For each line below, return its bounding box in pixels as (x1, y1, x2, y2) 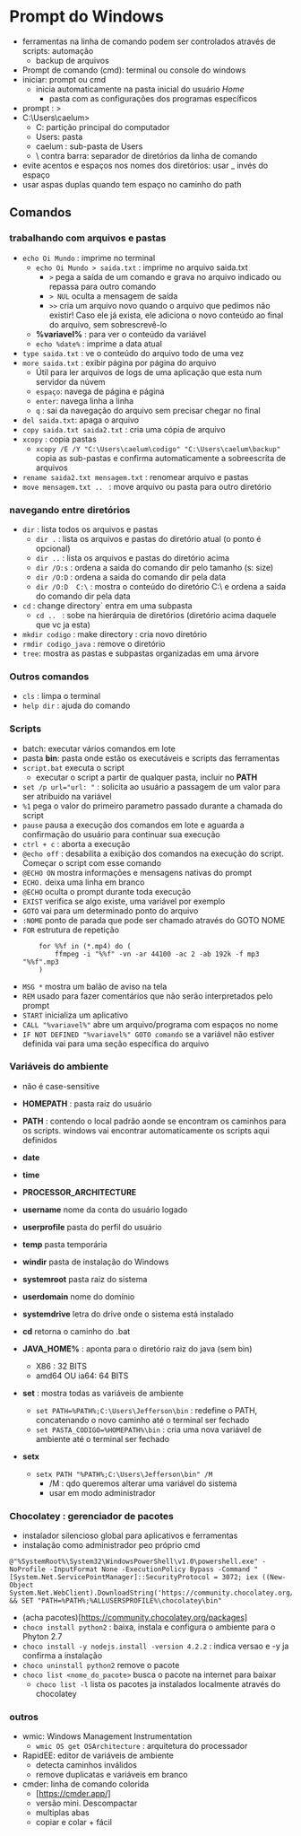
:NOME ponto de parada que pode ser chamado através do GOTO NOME (21, 914, 286, 925)
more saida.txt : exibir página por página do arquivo (21, 357, 217, 368)
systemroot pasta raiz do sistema (21, 1273, 148, 1284)
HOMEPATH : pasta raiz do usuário (21, 1097, 152, 1109)
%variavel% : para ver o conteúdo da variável (35, 328, 207, 339)
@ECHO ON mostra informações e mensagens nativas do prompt (21, 867, 253, 878)
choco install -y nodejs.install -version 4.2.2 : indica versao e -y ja (21, 1640, 289, 1652)
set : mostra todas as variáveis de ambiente (21, 1387, 184, 1398)
